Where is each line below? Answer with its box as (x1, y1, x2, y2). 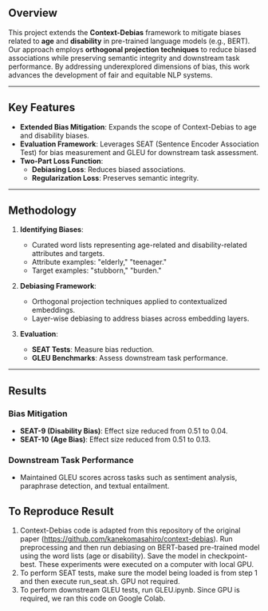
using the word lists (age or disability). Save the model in (19, 551, 207, 561)
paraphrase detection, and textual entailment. (19, 481, 170, 491)
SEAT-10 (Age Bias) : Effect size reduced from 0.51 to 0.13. (19, 435, 211, 445)
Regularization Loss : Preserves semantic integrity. (31, 173, 199, 182)
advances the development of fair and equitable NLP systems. (8, 70, 213, 79)
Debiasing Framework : (19, 282, 97, 291)
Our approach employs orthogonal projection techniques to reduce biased (8, 44, 257, 54)
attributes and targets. (31, 249, 105, 258)
